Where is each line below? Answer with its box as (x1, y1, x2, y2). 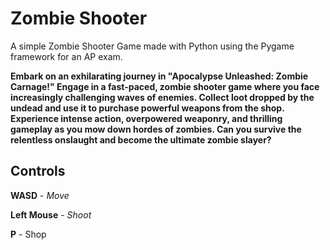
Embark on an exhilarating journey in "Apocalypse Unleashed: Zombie (10, 70, 309, 82)
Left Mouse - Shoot (10, 208, 92, 221)
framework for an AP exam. (10, 50, 123, 62)
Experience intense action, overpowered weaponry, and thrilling (10, 112, 283, 124)
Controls (10, 163, 66, 180)
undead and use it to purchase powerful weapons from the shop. (10, 102, 285, 114)
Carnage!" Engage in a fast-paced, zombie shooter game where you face (10, 80, 320, 92)
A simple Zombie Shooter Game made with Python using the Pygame (10, 40, 295, 52)
